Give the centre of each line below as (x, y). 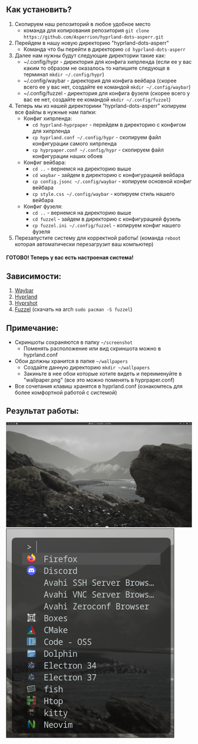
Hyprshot (26, 303)
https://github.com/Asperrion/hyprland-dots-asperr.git (93, 37)
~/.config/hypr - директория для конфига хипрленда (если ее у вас (108, 62)
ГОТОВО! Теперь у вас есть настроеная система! (70, 257)
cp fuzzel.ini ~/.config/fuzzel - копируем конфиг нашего (106, 225)
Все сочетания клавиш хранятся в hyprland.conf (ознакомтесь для (98, 387)
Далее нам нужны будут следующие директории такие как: (90, 55)
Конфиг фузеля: (43, 206)
